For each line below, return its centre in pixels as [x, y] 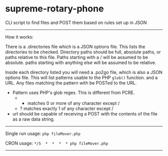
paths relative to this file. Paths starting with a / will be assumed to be [77, 57]
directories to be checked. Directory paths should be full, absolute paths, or [83, 52]
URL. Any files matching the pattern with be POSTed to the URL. [71, 82]
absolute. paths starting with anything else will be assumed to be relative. [81, 62]
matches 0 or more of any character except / [73, 103]
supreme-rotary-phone [54, 9]
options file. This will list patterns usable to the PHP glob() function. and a [81, 77]
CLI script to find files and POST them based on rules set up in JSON [76, 22]
